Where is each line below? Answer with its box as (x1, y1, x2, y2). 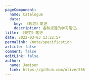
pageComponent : (5, 7, 37, 12)
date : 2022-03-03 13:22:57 (5, 35, 61, 40)
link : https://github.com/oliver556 (9, 68, 85, 73)
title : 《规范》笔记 (5, 30, 43, 35)
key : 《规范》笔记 (14, 21, 47, 26)
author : (5, 58, 21, 63)
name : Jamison (9, 63, 39, 68)
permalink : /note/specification (5, 40, 72, 45)
